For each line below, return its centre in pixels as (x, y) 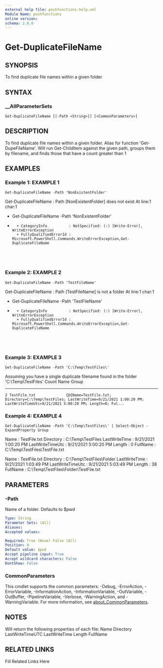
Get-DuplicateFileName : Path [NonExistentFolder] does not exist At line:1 (78, 202)
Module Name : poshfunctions (33, 14)
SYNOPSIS (22, 65)
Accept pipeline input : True (34, 554)
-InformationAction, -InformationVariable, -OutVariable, (89, 592)
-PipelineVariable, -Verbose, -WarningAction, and (76, 597)
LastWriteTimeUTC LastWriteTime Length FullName (56, 634)
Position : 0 (17, 545)
